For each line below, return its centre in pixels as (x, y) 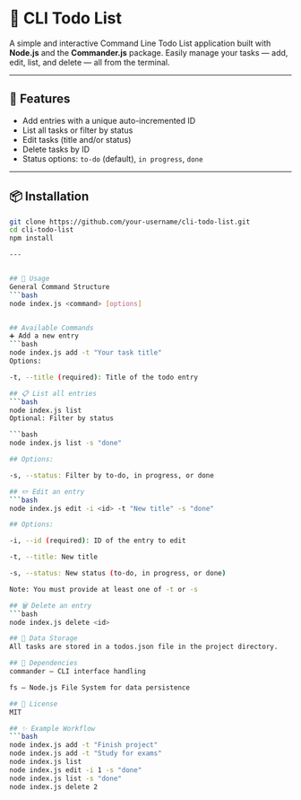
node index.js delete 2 (54, 787)
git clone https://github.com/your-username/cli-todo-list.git (130, 222)
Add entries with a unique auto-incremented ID (109, 120)
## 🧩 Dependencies (43, 664)
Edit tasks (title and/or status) (77, 139)
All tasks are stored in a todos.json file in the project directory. (144, 647)
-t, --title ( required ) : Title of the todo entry (104, 377)
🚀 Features (40, 99)
